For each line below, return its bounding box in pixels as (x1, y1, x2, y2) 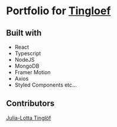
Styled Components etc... (14, 81, 77, 88)
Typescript (14, 50, 41, 57)
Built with (6, 28, 42, 38)
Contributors (6, 99, 55, 109)
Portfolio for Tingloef (6, 4, 111, 18)
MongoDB (14, 62, 40, 69)
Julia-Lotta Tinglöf (6, 114, 51, 121)
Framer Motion (14, 69, 51, 75)
